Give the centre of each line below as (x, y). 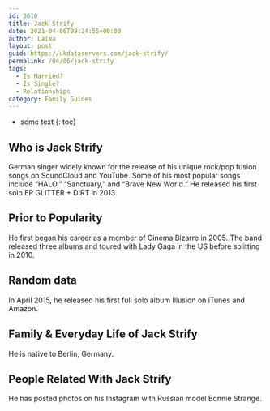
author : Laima (32, 39)
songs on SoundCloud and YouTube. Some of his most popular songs (124, 176)
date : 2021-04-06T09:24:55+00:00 (65, 31)
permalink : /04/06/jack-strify (61, 62)
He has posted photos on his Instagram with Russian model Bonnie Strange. (135, 399)
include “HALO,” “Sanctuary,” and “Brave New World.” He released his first (133, 184)
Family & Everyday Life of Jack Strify (103, 334)
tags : (17, 69)
